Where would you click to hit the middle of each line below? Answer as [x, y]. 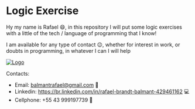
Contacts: [18, 73]
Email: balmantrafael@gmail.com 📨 [57, 85]
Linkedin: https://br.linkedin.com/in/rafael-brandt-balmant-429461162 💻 [102, 91]
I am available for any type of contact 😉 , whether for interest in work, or [93, 45]
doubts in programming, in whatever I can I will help [68, 50]
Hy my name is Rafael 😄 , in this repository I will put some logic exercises [94, 27]
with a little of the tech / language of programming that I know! [81, 33]
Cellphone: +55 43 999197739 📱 [54, 100]
